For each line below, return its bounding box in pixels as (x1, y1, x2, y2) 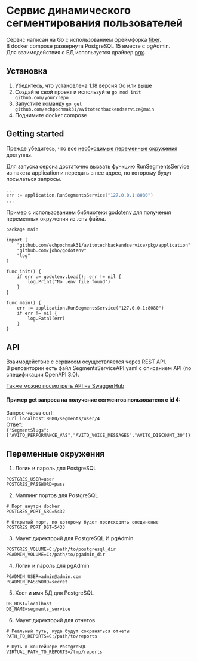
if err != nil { (17, 310, 58, 317)
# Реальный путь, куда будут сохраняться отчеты (6, 628, 130, 634)
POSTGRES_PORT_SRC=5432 (6, 509, 66, 515)
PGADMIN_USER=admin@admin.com (6, 574, 82, 580)
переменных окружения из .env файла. (6, 215, 106, 222)
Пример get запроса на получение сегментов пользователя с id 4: (6, 396, 181, 403)
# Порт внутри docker (6, 503, 60, 510)
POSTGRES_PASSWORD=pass (6, 482, 66, 488)
